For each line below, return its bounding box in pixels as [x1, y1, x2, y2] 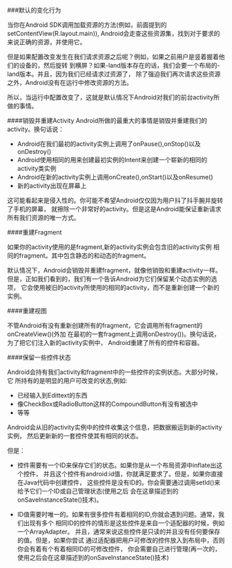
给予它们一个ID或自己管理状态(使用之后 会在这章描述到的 [17, 487, 179, 495]
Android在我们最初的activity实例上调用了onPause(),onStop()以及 [17, 140, 202, 148]
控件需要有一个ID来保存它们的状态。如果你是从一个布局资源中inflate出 [17, 461, 217, 469]
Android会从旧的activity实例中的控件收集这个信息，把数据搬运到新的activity [7, 423, 222, 431]
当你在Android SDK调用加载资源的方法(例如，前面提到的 [7, 21, 167, 29]
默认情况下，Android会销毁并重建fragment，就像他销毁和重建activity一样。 [7, 266, 222, 274]
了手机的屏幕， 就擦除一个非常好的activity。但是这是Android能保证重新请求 [7, 205, 222, 213]
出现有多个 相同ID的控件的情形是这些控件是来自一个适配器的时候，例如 [23, 519, 225, 527]
